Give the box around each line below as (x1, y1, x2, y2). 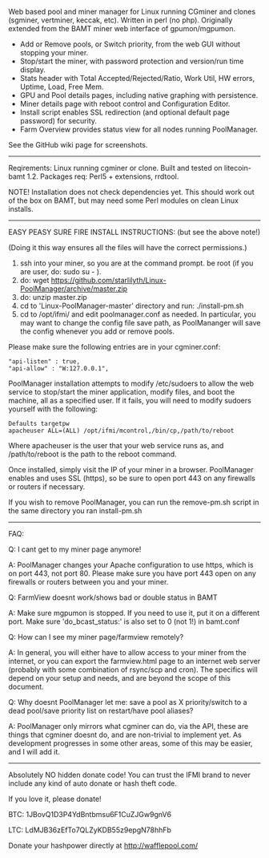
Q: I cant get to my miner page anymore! (8, 544, 142, 554)
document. (8, 682, 44, 691)
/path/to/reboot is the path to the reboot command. (8, 449, 177, 459)
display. (19, 65, 46, 75)
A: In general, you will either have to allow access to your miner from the (8, 648, 247, 657)
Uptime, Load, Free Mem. (19, 82, 104, 91)
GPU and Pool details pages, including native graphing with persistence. (19, 91, 259, 99)
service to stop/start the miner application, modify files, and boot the (8, 387, 235, 396)
